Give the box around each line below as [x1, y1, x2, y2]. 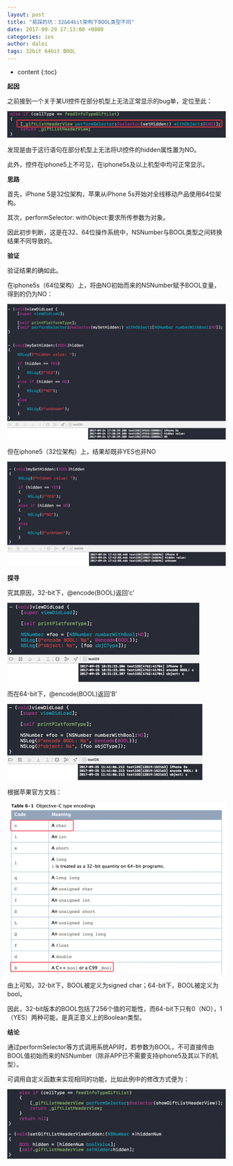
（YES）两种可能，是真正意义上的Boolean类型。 [7, 1013, 146, 1021]
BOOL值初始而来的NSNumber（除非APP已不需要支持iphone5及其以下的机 [7, 1051, 218, 1060]
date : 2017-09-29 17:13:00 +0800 [7, 26, 104, 33]
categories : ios [7, 33, 54, 40]
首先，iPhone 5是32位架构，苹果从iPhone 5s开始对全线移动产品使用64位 [7, 190, 216, 198]
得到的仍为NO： [7, 289, 53, 298]
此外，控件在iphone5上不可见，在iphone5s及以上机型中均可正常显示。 [7, 160, 209, 168]
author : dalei [7, 40, 49, 48]
